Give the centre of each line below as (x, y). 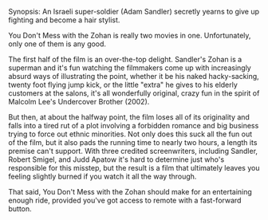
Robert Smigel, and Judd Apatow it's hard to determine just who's (116, 159)
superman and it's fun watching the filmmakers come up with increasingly (130, 68)
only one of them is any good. (57, 44)
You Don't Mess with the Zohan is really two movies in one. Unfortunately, (130, 35)
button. (20, 209)
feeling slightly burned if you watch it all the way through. (102, 176)
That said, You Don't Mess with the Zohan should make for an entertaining (130, 192)
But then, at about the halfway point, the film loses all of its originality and (129, 117)
